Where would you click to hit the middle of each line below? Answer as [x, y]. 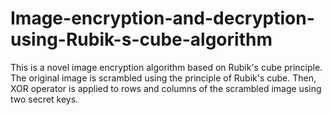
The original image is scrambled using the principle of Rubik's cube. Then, [163, 78]
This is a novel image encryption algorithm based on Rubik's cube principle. [166, 67]
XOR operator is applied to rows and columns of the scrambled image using [166, 88]
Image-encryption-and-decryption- [162, 18]
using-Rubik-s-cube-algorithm [141, 39]
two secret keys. [44, 99]
